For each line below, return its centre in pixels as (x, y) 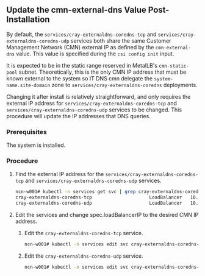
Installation (28, 20)
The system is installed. (36, 145)
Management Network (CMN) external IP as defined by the (80, 47)
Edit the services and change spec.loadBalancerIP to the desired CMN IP (107, 215)
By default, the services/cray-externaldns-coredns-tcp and (81, 34)
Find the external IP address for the (59, 174)
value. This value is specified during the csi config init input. (95, 54)
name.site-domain (28, 85)
